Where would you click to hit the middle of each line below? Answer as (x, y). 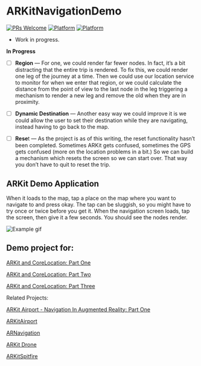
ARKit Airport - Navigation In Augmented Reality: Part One (78, 309)
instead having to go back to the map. (62, 127)
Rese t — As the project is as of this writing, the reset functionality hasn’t (105, 139)
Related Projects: (27, 298)
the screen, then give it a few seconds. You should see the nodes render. (97, 217)
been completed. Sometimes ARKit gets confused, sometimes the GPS (103, 146)
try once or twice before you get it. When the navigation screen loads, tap (98, 211)
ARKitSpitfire (22, 356)
